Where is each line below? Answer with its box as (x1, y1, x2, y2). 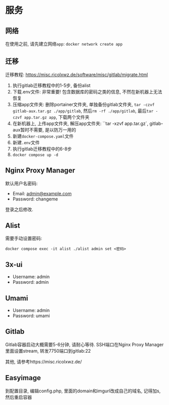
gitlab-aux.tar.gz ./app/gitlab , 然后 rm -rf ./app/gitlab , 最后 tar (12, 108, 154, 114)
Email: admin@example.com (12, 190, 72, 196)
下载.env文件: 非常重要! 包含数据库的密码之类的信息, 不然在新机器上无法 (12, 88, 162, 94)
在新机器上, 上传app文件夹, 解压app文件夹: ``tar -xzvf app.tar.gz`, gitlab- (12, 120, 163, 126)
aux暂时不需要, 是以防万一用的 (12, 126, 76, 132)
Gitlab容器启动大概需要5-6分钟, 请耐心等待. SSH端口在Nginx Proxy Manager (5, 341, 164, 348)
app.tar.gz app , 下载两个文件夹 (24, 114, 90, 120)
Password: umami (12, 313, 50, 319)
